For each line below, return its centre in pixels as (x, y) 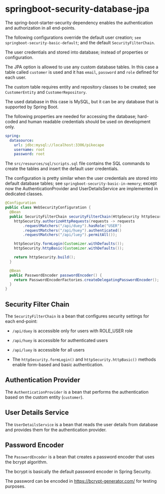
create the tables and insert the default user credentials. (62, 169)
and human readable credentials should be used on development (85, 121)
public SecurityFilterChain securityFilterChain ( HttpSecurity (74, 217)
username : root (29, 149)
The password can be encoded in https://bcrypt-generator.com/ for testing (81, 481)
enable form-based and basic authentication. (58, 364)
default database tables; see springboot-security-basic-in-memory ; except (81, 183)
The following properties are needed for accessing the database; (71, 116)
